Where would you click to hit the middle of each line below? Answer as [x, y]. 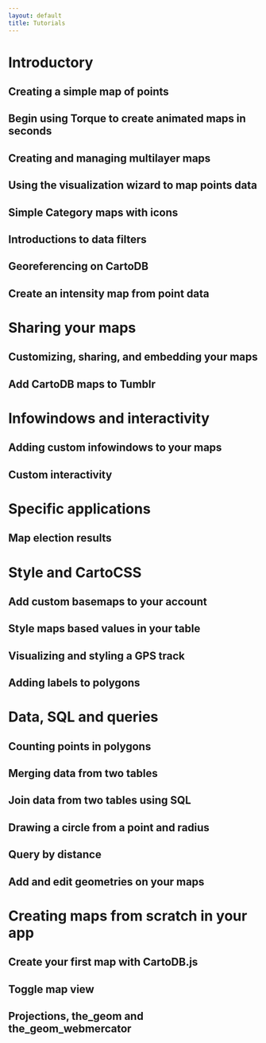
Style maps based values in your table [104, 629]
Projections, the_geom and [76, 1016]
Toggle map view [51, 989]
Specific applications [79, 508]
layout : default [35, 16]
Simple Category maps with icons [93, 212]
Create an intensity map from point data [109, 293]
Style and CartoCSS [75, 572]
